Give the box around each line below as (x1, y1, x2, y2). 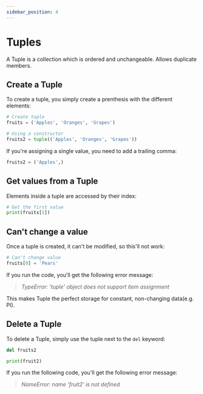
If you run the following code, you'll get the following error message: (6, 369, 177, 376)
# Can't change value (6, 254, 61, 261)
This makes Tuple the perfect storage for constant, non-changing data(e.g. (6, 295, 194, 302)
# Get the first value (6, 204, 64, 210)
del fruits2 (6, 347, 36, 353)
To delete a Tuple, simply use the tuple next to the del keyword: (6, 335, 165, 342)
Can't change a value (6, 226, 88, 237)
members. (6, 62, 32, 69)
